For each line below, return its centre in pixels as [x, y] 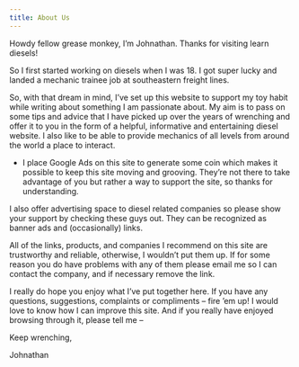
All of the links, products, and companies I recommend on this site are [138, 245]
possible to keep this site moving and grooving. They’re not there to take [156, 172]
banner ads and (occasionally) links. [76, 228]
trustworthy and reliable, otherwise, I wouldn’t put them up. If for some [140, 255]
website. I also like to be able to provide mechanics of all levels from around [149, 135]
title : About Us [40, 18]
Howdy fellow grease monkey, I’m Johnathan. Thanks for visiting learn [139, 43]
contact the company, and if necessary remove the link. [112, 273]
